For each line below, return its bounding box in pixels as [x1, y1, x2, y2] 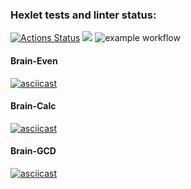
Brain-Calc [10, 100, 57, 112]
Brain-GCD [10, 145, 57, 157]
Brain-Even [10, 54, 58, 67]
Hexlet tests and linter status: [10, 8, 157, 22]
